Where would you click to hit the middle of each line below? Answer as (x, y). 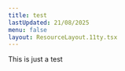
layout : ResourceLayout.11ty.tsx (63, 37)
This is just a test (35, 59)
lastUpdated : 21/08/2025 (49, 23)
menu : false (28, 30)
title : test (28, 15)
